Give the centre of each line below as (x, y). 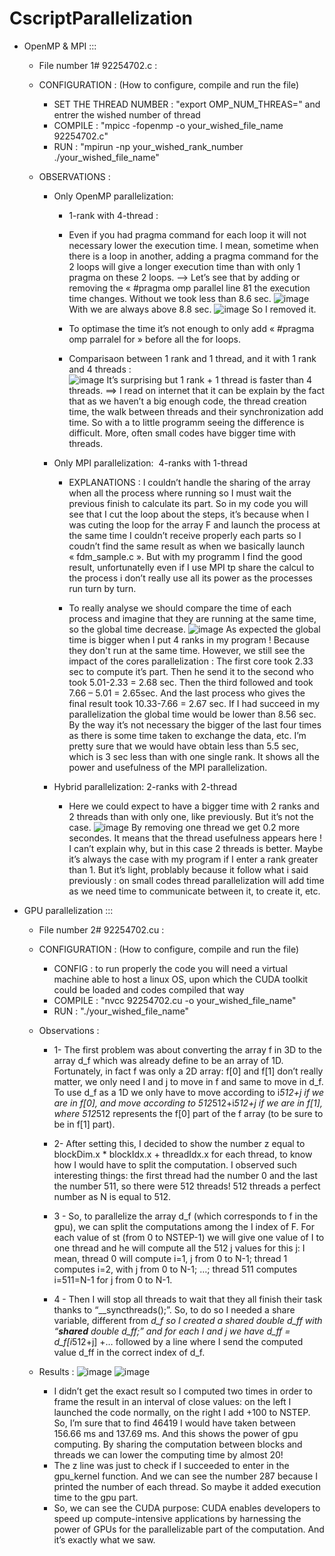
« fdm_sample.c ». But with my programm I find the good (185, 556)
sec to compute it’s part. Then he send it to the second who (191, 671)
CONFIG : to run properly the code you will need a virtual (170, 968)
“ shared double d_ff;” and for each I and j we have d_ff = (172, 1331)
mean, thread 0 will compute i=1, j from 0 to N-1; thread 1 (170, 1258)
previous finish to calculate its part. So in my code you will (188, 503)
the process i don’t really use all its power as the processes (190, 578)
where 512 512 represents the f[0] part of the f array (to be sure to (188, 1113)
